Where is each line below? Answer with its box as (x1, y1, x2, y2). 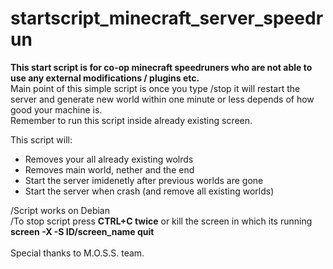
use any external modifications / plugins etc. (10, 72, 200, 84)
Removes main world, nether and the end (24, 163, 195, 176)
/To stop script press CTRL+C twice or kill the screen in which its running (10, 215, 313, 227)
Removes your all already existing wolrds (24, 153, 194, 165)
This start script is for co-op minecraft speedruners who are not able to (10, 61, 313, 73)
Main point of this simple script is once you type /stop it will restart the (10, 82, 301, 94)
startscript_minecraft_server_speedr (10, 7, 324, 30)
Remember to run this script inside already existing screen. (10, 114, 253, 126)
